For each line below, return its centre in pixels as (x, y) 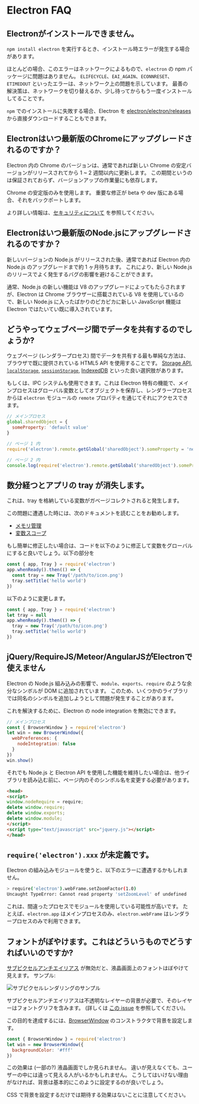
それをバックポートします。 (50, 200)
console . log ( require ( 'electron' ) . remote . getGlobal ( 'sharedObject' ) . (93, 465)
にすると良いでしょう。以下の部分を (50, 553)
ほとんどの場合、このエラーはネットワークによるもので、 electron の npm (96, 69)
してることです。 (27, 98)
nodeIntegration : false (47, 744)
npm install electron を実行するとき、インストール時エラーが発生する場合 (98, 49)
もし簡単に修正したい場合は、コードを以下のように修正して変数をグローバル (100, 546)
